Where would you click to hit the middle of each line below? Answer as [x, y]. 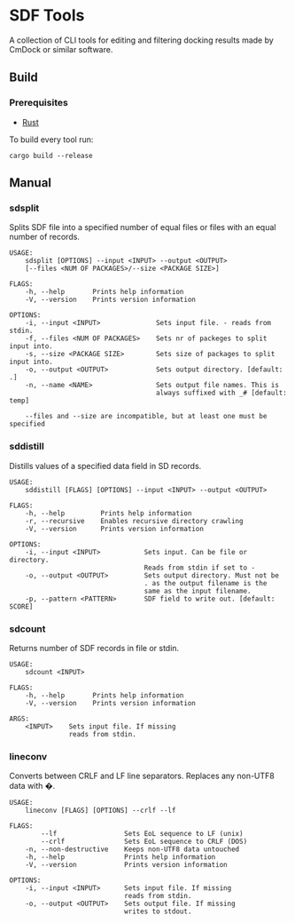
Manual [30, 183]
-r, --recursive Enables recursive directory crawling [134, 521]
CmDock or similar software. [61, 49]
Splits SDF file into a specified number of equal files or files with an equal [143, 227]
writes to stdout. [158, 911]
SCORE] [21, 606]
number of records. [44, 237]
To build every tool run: [51, 139]
